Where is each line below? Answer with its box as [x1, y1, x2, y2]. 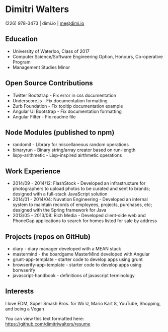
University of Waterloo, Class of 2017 [12, 48, 90, 54]
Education [5, 35, 38, 43]
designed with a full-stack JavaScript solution [12, 191, 108, 197]
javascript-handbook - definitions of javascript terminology [12, 273, 135, 278]
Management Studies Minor [12, 64, 70, 70]
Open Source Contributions [5, 79, 93, 88]
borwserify [12, 267, 36, 273]
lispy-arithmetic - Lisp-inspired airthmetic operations [12, 152, 122, 158]
